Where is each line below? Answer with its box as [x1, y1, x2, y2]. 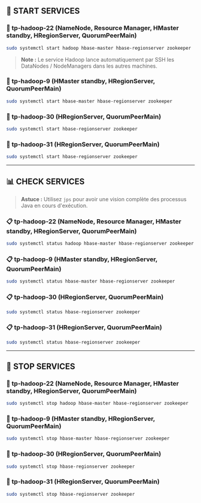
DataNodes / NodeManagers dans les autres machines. [20, 62, 157, 69]
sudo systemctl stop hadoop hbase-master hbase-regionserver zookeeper [6, 401, 188, 407]
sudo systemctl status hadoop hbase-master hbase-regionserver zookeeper [6, 241, 194, 247]
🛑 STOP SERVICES [6, 361, 75, 371]
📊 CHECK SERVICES [6, 177, 85, 187]
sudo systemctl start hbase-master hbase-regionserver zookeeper [6, 98, 172, 104]
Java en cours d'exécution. [20, 202, 88, 209]
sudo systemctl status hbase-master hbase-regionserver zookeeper [6, 278, 175, 284]
